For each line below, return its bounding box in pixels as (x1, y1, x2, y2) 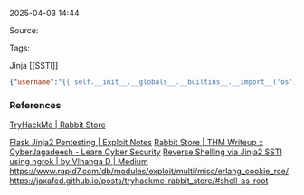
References (9, 98, 62, 111)
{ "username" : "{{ (9, 78, 71, 87)
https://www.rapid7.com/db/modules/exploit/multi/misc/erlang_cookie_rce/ (9, 166, 290, 177)
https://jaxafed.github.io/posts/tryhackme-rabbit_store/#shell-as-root (9, 175, 269, 186)
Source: (9, 25, 39, 35)
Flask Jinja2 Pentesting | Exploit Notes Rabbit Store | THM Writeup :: (9, 137, 264, 148)
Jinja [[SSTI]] (9, 60, 59, 70)
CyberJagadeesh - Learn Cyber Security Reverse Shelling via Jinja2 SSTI (9, 146, 283, 157)
